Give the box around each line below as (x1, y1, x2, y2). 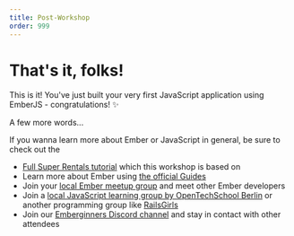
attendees (22, 219, 60, 230)
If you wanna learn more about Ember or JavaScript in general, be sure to (9, 135, 281, 145)
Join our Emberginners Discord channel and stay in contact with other (22, 209, 281, 220)
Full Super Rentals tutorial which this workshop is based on (22, 162, 241, 172)
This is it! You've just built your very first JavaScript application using (9, 90, 264, 101)
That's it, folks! (9, 60, 124, 81)
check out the (9, 144, 61, 155)
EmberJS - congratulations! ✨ (9, 100, 119, 110)
